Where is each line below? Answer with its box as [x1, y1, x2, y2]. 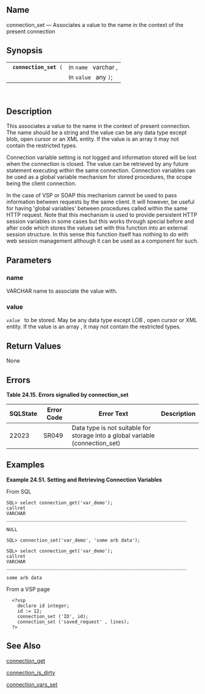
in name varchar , [68, 62, 118, 71]
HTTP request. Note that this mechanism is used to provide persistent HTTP [6, 211, 198, 219]
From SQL [6, 488, 32, 495]
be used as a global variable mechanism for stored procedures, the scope [6, 173, 192, 181]
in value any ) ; [68, 73, 113, 81]
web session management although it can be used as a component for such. [6, 237, 199, 244]
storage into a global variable [71, 431, 155, 440]
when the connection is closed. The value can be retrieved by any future [6, 160, 189, 168]
